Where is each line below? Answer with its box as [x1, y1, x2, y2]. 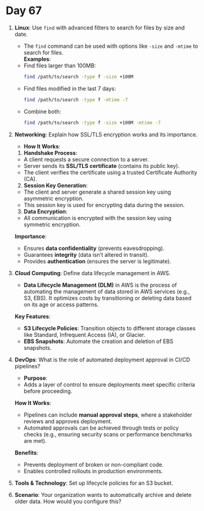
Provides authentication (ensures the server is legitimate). [23, 257, 172, 265]
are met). [23, 437, 47, 444]
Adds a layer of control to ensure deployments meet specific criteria [23, 380, 195, 388]
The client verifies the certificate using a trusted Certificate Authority [23, 168, 198, 176]
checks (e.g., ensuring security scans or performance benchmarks [23, 430, 192, 438]
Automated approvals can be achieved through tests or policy [23, 424, 179, 431]
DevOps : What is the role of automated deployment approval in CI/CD [14, 356, 191, 363]
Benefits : [14, 449, 38, 456]
